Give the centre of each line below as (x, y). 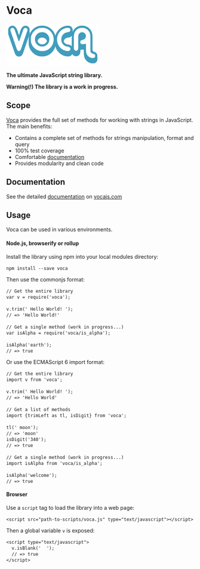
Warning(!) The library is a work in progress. (62, 87)
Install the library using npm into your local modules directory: (82, 256)
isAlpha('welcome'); (32, 475)
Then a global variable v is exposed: (50, 530)
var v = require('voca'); (38, 297)
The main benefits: (29, 126)
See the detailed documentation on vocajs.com (64, 196)
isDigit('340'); (26, 439)
